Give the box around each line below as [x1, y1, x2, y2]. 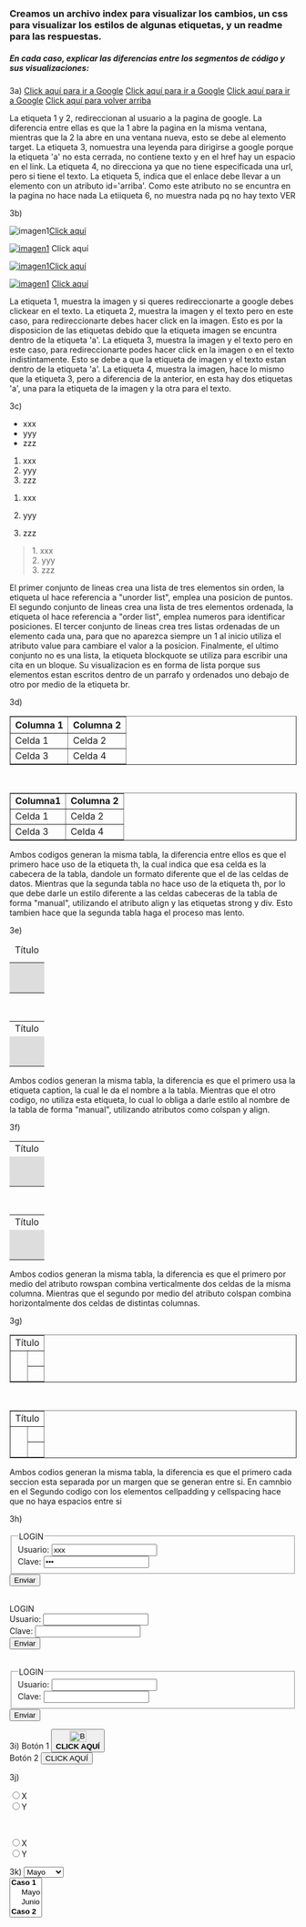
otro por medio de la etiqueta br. [9, 678, 130, 689]
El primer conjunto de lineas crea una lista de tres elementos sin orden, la [9, 582, 285, 593]
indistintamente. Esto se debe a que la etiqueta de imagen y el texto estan [9, 353, 287, 364]
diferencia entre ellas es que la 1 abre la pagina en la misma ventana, [9, 122, 267, 133]
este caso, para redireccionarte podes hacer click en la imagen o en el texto [9, 344, 295, 355]
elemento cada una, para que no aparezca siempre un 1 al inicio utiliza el [9, 630, 282, 641]
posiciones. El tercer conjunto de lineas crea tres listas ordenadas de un [9, 620, 280, 631]
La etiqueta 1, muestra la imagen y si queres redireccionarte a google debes [9, 295, 294, 307]
